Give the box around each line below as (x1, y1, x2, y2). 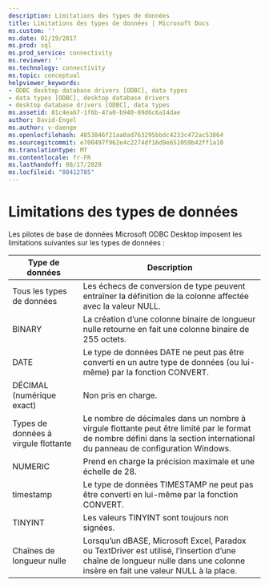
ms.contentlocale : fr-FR (8, 153, 91, 161)
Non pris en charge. (82, 390, 158, 401)
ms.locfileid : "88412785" (8, 168, 94, 176)
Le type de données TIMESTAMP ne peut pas (82, 479, 254, 490)
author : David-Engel (8, 116, 78, 124)
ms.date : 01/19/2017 (8, 34, 78, 43)
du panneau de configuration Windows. (82, 443, 232, 454)
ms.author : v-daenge (8, 123, 78, 132)
